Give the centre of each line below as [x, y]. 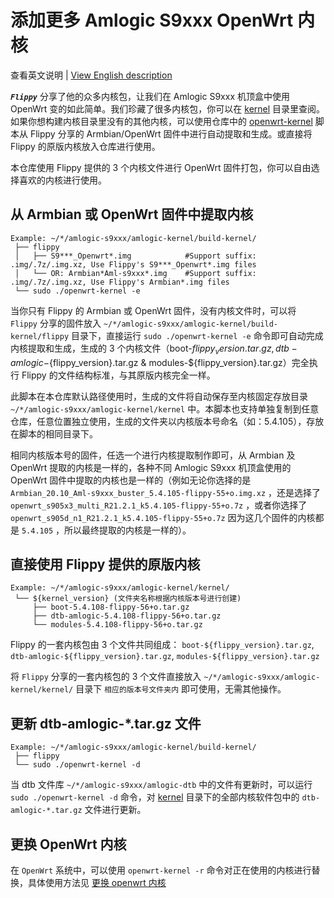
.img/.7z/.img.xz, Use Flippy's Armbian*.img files [120, 282]
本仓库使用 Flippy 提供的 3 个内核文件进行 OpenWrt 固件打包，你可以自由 [161, 167]
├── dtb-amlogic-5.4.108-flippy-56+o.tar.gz [127, 616]
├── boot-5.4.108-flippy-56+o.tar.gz [111, 607]
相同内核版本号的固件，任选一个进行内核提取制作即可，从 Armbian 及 [153, 455]
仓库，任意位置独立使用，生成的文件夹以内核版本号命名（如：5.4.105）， [158, 421]
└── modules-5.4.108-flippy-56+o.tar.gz [117, 625]
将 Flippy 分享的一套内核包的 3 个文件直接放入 [106, 677]
